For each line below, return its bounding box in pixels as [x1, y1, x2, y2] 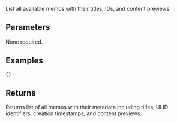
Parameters [5, 22, 50, 32]
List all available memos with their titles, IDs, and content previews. [5, 5, 172, 12]
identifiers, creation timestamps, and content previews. [5, 110, 142, 117]
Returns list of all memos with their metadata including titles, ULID [5, 104, 169, 111]
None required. [5, 38, 43, 45]
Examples [5, 56, 43, 66]
